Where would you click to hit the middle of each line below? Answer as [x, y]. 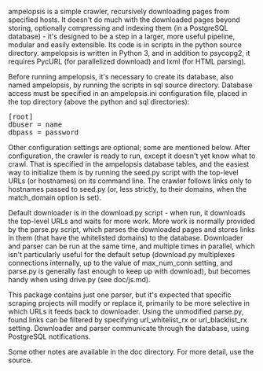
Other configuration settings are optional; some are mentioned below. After [130, 147]
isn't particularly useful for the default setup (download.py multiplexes [122, 254]
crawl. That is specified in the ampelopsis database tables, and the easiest [129, 164]
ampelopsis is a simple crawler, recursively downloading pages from [119, 11]
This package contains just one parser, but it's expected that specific [120, 295]
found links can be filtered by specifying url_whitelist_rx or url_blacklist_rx [128, 320]
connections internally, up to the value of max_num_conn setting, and [121, 263]
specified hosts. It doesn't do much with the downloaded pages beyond [124, 20]
